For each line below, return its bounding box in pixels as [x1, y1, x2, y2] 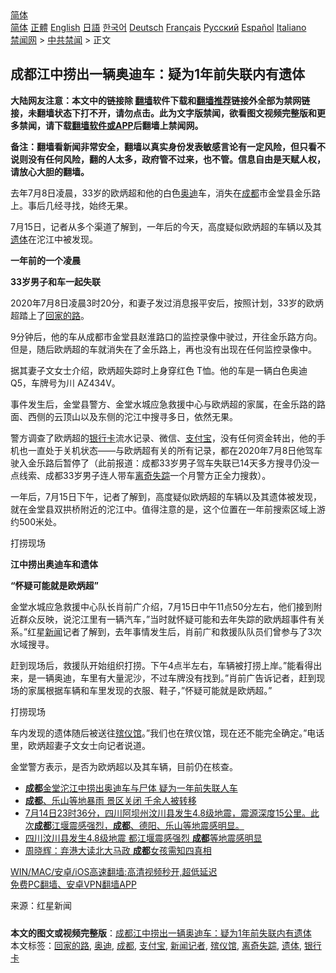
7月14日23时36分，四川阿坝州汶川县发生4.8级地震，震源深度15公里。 [24, 807, 311, 819]
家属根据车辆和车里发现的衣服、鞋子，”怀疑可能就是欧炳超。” [27, 684, 273, 696]
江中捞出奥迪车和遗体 [10, 558, 98, 570]
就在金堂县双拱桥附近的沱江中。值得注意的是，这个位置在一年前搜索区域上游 [10, 503, 326, 515]
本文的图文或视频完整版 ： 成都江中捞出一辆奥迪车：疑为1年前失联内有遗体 [10, 927, 312, 939]
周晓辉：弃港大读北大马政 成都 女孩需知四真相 [24, 844, 212, 856]
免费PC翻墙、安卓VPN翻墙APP [10, 878, 137, 890]
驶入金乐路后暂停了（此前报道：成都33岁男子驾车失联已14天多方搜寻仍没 [10, 457, 312, 469]
